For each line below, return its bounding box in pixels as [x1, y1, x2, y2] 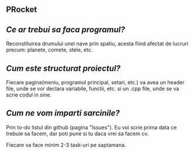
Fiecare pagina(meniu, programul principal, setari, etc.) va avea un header [6, 79, 185, 86]
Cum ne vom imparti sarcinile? [6, 108, 120, 118]
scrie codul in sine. [6, 91, 51, 98]
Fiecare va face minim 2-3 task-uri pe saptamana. [6, 141, 127, 148]
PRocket [6, 5, 37, 15]
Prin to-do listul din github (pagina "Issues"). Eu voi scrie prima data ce [6, 124, 177, 131]
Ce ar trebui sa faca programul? [6, 25, 126, 35]
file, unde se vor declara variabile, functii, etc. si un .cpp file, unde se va [6, 85, 179, 93]
